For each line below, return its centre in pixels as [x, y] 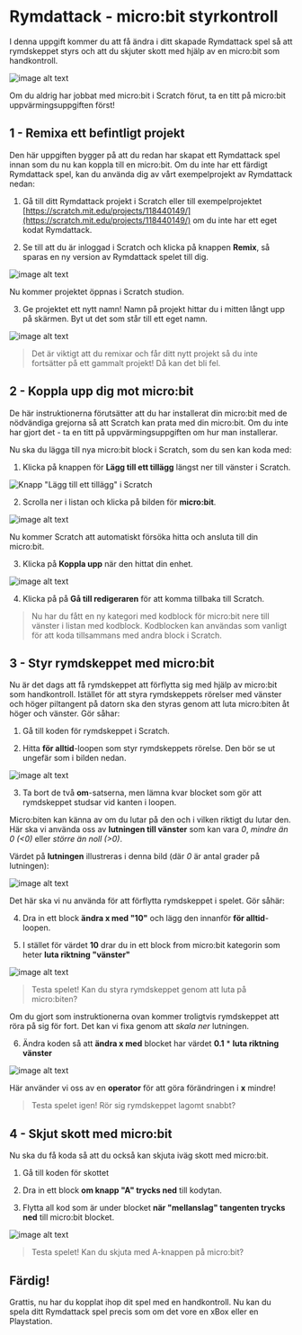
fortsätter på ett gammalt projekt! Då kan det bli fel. [126, 363]
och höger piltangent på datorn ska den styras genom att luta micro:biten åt [150, 704]
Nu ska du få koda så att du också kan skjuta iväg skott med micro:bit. [139, 1156]
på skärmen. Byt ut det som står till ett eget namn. [115, 318]
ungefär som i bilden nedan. [74, 758]
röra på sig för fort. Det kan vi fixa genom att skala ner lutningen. [129, 1026]
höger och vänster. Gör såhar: [65, 713]
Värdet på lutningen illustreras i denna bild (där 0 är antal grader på [135, 856]
